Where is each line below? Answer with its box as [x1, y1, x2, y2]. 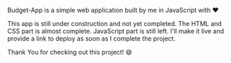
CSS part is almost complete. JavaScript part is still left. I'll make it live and [7, 27, 225, 35]
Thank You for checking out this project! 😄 [7, 48, 133, 56]
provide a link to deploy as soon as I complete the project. [7, 34, 176, 43]
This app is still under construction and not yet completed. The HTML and [7, 20, 223, 27]
